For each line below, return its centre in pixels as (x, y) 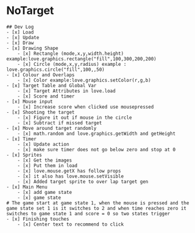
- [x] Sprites (24, 155)
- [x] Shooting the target (41, 112)
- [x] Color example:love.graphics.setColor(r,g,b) (84, 80)
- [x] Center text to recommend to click (70, 224)
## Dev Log (20, 27)
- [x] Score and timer (46, 96)
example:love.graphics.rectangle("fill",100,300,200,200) (81, 59)
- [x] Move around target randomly (51, 128)
